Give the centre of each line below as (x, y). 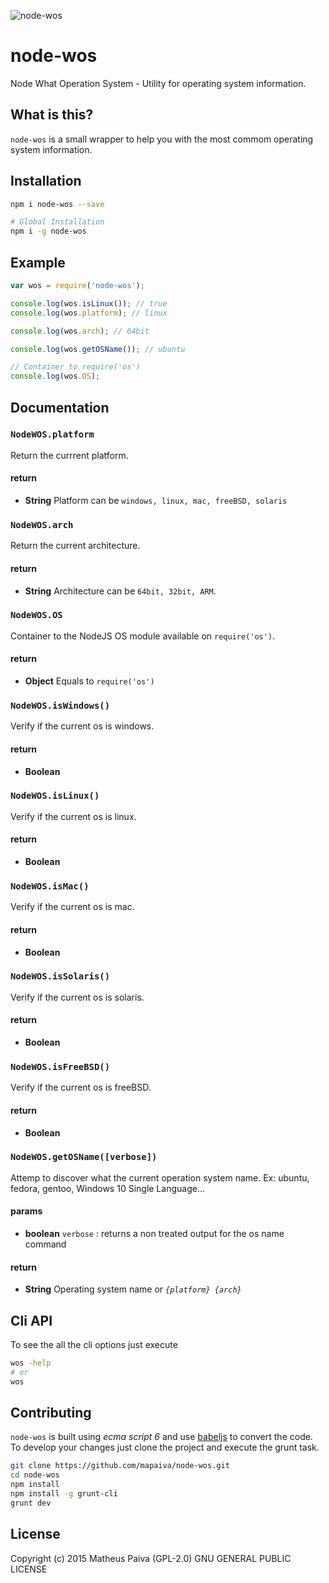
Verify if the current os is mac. (72, 907)
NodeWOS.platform (52, 434)
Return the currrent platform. (69, 455)
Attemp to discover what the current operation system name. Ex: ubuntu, (160, 1177)
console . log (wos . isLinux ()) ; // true (89, 303)
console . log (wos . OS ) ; (55, 376)
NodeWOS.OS (36, 615)
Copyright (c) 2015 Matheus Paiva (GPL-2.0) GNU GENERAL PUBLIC (151, 1558)
